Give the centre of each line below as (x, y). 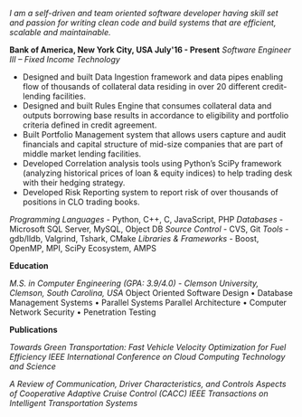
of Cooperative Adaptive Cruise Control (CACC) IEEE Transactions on (139, 393)
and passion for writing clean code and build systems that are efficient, (143, 23)
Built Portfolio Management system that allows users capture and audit (154, 134)
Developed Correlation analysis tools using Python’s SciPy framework (152, 163)
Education (29, 265)
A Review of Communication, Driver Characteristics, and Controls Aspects (148, 384)
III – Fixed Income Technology (65, 59)
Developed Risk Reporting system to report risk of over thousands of (150, 192)
